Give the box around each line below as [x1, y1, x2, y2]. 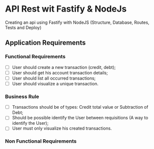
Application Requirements [5, 39, 86, 47]
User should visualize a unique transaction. [12, 81, 99, 86]
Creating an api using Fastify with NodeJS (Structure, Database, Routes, [5, 19, 150, 25]
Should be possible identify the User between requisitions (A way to [12, 115, 148, 121]
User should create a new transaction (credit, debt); [12, 64, 116, 70]
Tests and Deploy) [5, 24, 42, 30]
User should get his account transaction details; [12, 69, 108, 76]
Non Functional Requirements [5, 138, 77, 145]
